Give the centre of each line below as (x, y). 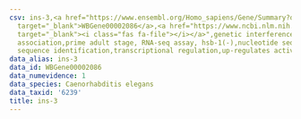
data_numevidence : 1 (48, 76)
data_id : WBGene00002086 (56, 68)
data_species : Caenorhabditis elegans (82, 84)
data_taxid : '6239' (46, 92)
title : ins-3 (34, 101)
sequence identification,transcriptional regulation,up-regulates (144, 51)
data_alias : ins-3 (43, 59)
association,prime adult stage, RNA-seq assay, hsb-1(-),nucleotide (148, 42)
